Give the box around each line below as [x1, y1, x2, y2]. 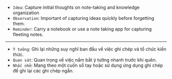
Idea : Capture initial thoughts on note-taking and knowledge [12, 5, 140, 10]
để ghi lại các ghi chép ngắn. [12, 68, 74, 73]
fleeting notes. [12, 32, 44, 37]
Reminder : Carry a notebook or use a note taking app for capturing [12, 26, 152, 32]
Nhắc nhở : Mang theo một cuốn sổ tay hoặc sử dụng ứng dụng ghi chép [12, 62, 163, 68]
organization [12, 10, 39, 16]
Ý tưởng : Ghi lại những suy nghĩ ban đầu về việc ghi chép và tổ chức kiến [12, 46, 166, 52]
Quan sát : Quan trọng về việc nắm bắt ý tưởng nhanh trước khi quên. [12, 57, 157, 63]
